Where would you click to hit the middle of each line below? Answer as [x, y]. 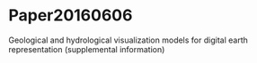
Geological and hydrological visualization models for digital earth [128, 40]
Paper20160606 [71, 16]
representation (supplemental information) [87, 49]
